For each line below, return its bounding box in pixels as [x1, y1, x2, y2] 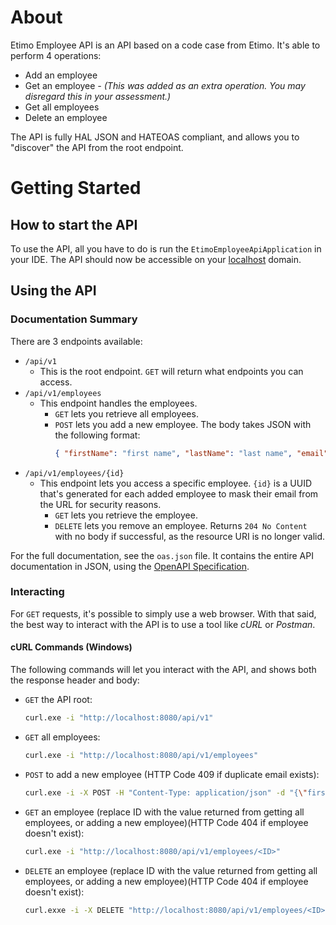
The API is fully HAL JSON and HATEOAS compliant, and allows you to [10, 131, 300, 143]
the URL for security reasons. [39, 498, 162, 510]
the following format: [54, 429, 141, 441]
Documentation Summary [10, 312, 138, 326]
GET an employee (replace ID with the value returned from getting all [24, 806, 305, 818]
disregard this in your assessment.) [24, 90, 172, 102]
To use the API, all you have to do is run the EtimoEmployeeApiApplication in [10, 242, 322, 255]
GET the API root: [24, 694, 93, 705]
